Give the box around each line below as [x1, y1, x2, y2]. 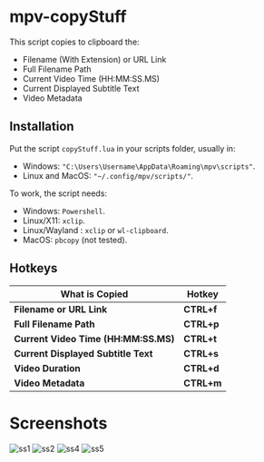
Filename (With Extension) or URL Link [22, 54, 167, 64]
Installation [9, 119, 74, 134]
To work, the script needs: [9, 188, 107, 199]
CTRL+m [183, 377, 222, 389]
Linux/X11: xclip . [22, 215, 86, 226]
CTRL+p [183, 318, 220, 330]
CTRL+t [183, 332, 218, 345]
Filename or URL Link [14, 302, 108, 315]
